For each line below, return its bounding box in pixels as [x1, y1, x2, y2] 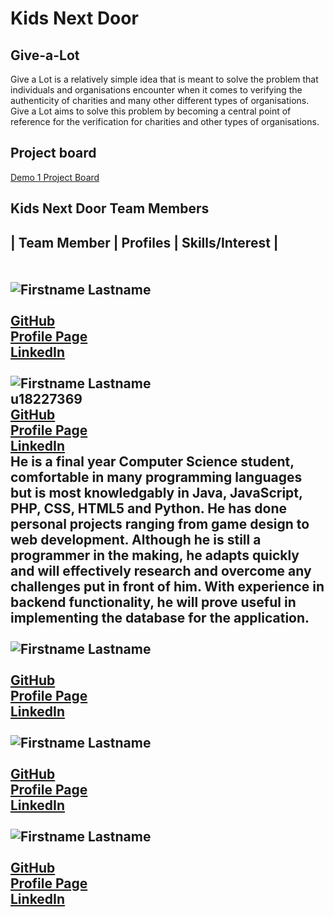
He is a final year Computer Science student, [10, 453, 295, 470]
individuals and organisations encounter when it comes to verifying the [10, 84, 303, 96]
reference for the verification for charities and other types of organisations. [10, 116, 320, 127]
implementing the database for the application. [10, 609, 310, 626]
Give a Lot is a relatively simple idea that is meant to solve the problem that [10, 73, 319, 85]
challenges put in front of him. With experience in [10, 578, 325, 595]
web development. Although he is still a [10, 531, 262, 548]
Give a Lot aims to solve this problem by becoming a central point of [10, 105, 292, 117]
